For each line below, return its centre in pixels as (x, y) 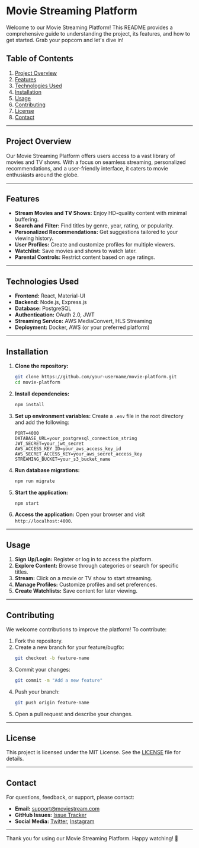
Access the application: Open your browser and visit (80, 514)
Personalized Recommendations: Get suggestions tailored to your (96, 232)
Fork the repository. (39, 641)
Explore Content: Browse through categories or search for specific (97, 566)
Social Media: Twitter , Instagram (54, 821)
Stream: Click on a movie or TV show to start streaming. (84, 578)
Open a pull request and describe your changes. (74, 714)
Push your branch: (37, 692)
